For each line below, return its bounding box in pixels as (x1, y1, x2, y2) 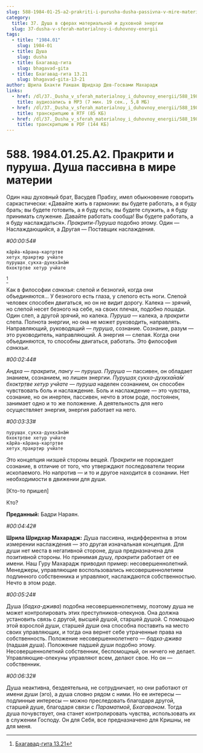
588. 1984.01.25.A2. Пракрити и (6, 148, 174, 161)
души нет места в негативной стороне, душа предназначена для (6, 547, 174, 554)
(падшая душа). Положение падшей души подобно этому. (6, 642, 156, 649)
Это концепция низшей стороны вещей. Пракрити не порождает (6, 456, 174, 463)
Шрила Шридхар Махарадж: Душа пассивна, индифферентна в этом (6, 534, 187, 542)
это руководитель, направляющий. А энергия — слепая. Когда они (6, 331, 179, 339)
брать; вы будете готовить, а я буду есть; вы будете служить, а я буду (6, 207, 188, 214)
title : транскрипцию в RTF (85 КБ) (17, 110, 107, 116)
